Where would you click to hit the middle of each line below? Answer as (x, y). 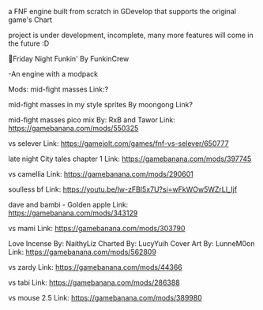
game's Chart (30, 20)
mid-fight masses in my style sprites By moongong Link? (101, 105)
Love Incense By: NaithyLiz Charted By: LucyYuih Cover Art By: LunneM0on (131, 243)
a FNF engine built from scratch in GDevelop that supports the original (122, 11)
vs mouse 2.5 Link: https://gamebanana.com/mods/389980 (105, 298)
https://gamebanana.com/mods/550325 (73, 128)
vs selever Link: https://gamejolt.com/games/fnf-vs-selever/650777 (118, 144)
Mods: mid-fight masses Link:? (58, 89)
